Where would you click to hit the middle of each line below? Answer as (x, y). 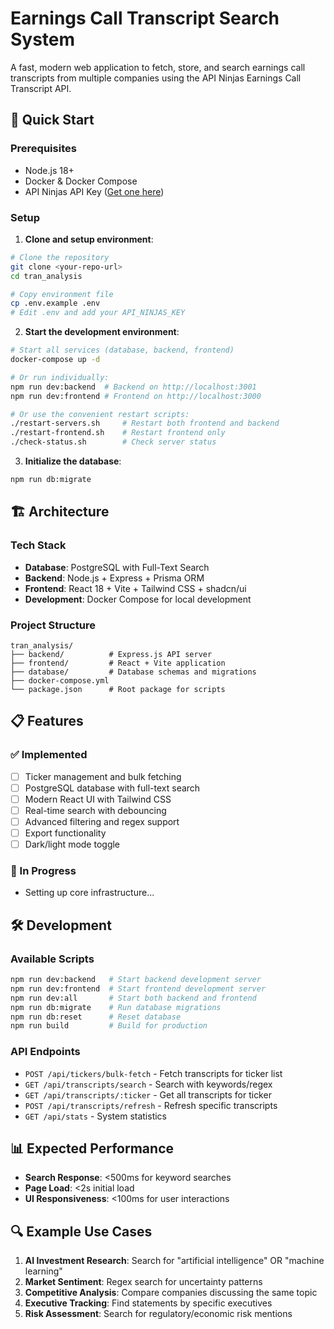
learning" (43, 1271)
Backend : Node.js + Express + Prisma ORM (114, 578)
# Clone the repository (60, 257)
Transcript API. (41, 88)
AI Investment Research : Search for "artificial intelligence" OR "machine (174, 1261)
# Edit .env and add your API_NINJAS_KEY (98, 313)
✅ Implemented (49, 755)
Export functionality (65, 833)
